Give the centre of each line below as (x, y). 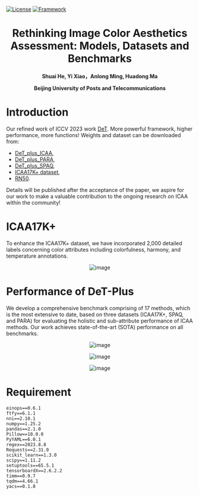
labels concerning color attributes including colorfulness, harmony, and (94, 249)
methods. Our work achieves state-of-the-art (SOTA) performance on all (95, 327)
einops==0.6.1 (24, 408)
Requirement (39, 392)
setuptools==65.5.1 (30, 465)
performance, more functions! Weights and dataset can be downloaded (94, 135)
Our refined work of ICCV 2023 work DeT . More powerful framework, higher (99, 129)
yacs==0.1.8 (21, 486)
